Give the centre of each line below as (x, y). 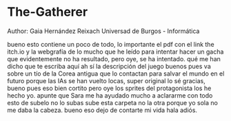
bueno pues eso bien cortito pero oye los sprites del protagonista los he (109, 88)
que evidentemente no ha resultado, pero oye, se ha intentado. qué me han (114, 58)
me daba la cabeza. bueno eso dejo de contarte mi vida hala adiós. (102, 110)
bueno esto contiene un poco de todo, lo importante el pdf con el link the (111, 44)
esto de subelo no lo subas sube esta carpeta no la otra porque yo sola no (113, 102)
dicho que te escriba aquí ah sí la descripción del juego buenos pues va (109, 66)
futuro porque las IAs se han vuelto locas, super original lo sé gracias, (106, 80)
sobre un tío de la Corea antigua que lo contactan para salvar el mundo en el (116, 74)
